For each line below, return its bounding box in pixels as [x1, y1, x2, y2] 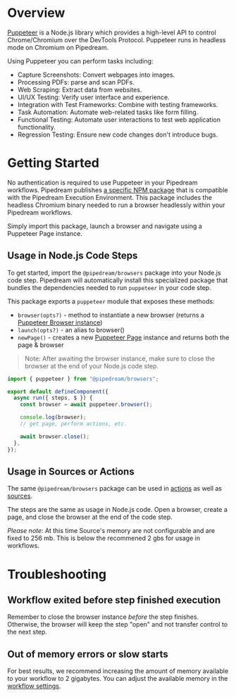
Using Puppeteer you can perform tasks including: [7, 56, 154, 65]
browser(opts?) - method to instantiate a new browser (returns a [17, 310, 204, 319]
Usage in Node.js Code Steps [7, 250, 138, 262]
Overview [7, 5, 66, 21]
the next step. [7, 628, 48, 636]
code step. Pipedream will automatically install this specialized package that [7, 276, 228, 284]
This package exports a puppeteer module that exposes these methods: [7, 297, 215, 306]
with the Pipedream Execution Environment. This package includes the [7, 193, 213, 201]
